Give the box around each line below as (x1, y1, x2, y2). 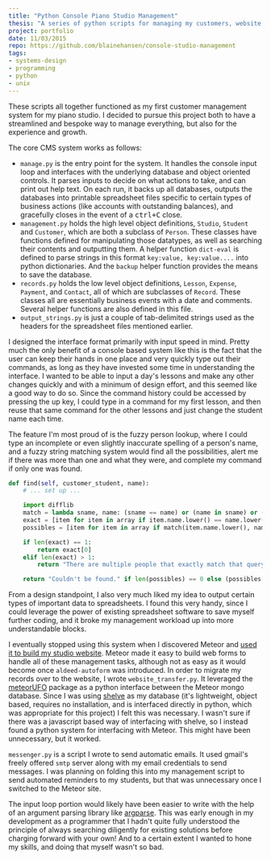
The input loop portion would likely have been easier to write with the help (8, 800, 255, 809)
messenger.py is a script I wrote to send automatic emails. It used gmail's (8, 750, 248, 759)
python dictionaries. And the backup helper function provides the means (19, 261, 258, 271)
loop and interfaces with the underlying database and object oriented (19, 167, 251, 177)
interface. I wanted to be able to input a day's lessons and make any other (8, 371, 254, 380)
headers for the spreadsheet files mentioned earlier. (19, 321, 194, 330)
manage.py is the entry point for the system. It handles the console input (19, 158, 257, 168)
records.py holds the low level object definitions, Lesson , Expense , (19, 278, 237, 288)
